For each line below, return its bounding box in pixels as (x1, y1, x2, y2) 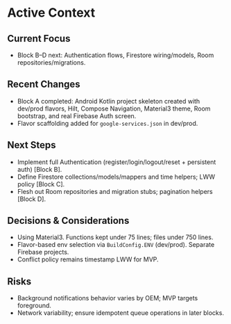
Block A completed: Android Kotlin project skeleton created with (17, 97, 200, 105)
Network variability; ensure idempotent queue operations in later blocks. (17, 309, 224, 317)
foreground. (17, 301, 52, 310)
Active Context (7, 5, 96, 21)
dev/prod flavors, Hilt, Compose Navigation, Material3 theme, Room (17, 104, 211, 113)
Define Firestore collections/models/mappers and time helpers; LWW (17, 172, 216, 181)
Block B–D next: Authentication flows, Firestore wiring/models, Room (17, 51, 214, 59)
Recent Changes (7, 79, 81, 90)
